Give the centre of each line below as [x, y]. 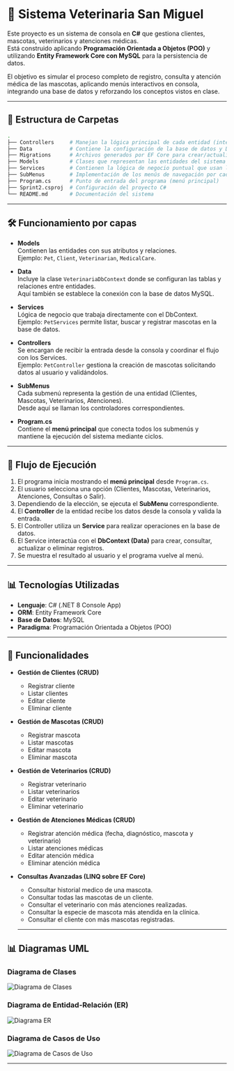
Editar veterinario [53, 799]
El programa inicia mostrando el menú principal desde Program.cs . [113, 482]
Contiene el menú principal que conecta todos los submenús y [108, 429]
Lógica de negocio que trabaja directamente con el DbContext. [108, 315]
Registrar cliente [51, 685]
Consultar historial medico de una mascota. [90, 889]
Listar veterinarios [54, 791]
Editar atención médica [61, 855]
